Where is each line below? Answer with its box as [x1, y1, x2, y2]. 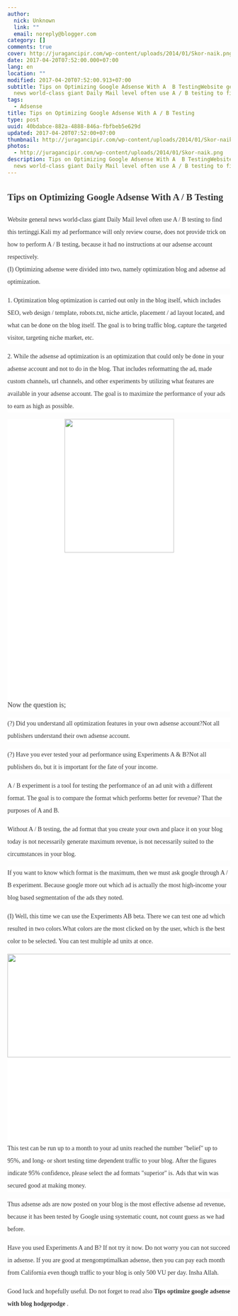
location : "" [7, 70, 46, 77]
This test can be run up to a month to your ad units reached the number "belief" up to [7, 1144, 218, 1152]
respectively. [7, 253, 39, 260]
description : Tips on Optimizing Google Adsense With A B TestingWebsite [7, 156, 233, 164]
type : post [7, 116, 40, 123]
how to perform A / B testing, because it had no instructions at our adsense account [7, 240, 212, 248]
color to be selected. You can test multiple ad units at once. [7, 937, 154, 945]
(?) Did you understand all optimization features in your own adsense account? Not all [7, 719, 220, 727]
